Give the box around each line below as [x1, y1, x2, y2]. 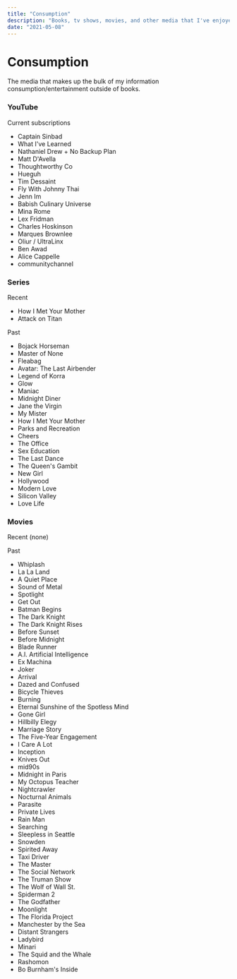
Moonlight [17, 905, 47, 914]
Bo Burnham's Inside [17, 965, 78, 974]
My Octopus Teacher [17, 778, 79, 786]
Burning [17, 695, 41, 704]
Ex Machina [17, 658, 52, 666]
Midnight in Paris [17, 770, 67, 779]
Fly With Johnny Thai [17, 184, 80, 193]
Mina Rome [17, 207, 51, 215]
